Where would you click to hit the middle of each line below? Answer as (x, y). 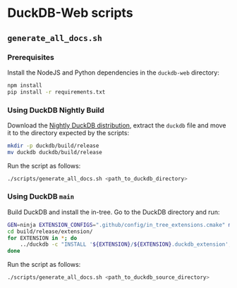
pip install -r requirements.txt (56, 92)
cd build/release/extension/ (50, 231)
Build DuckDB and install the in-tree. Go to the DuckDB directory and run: (114, 212)
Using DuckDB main (41, 196)
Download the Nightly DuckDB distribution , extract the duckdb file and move (117, 125)
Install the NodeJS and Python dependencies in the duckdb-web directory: (114, 73)
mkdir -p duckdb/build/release (53, 146)
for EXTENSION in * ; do (42, 238)
